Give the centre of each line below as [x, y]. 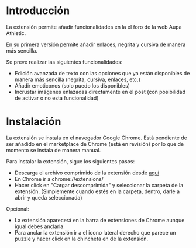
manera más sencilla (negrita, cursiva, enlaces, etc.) [77, 79]
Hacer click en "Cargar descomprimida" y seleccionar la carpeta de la [99, 185]
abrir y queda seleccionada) [48, 197]
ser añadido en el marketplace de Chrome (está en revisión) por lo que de [95, 144]
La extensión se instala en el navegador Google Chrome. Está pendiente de [97, 138]
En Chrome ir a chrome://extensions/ [59, 179]
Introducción [38, 11]
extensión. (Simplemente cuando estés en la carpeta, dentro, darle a [97, 191]
